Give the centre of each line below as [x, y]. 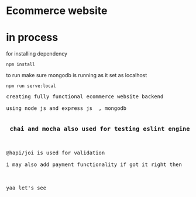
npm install [20, 65]
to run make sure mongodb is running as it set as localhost [77, 75]
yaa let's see [26, 188]
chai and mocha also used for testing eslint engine [100, 129]
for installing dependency [37, 54]
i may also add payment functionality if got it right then [94, 165]
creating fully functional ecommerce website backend [85, 97]
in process [32, 38]
